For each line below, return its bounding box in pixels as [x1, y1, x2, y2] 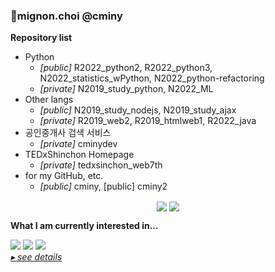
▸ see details [10, 251, 63, 263]
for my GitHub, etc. [24, 170, 104, 182]
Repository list [10, 32, 73, 44]
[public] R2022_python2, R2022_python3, [39, 62, 213, 74]
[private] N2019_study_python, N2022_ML [39, 83, 214, 95]
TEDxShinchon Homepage [24, 149, 135, 161]
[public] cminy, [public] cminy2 [39, 180, 168, 193]
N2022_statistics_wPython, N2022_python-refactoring [39, 72, 265, 84]
